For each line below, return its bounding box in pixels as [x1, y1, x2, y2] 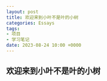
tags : [6, 25, 20, 32]
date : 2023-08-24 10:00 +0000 [6, 43, 82, 49]
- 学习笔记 [6, 37, 30, 43]
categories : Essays [6, 20, 55, 26]
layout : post [6, 8, 39, 15]
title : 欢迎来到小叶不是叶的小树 [6, 14, 79, 20]
